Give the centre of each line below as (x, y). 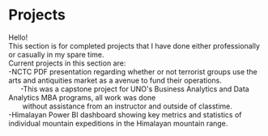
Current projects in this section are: (67, 63)
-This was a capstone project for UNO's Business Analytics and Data (134, 89)
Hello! (18, 37)
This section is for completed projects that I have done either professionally (134, 45)
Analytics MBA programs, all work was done (82, 97)
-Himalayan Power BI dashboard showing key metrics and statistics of (125, 114)
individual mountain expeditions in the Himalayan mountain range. (118, 123)
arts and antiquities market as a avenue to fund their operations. (115, 80)
